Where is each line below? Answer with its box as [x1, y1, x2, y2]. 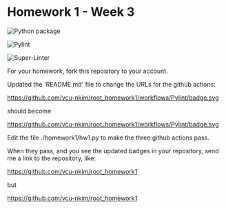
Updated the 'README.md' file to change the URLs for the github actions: [7, 80, 216, 88]
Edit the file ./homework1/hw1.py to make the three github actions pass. [7, 133, 210, 142]
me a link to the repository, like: [7, 154, 96, 162]
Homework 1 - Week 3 [7, 4, 135, 20]
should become [7, 107, 52, 115]
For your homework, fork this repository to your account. [7, 67, 168, 75]
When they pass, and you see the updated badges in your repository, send [7, 146, 219, 155]
